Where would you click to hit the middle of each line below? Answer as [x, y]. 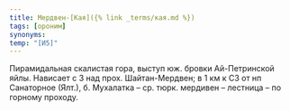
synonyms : [28, 34]
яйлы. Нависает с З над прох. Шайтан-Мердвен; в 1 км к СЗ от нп [136, 79]
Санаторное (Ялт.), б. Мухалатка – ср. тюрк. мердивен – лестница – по [145, 88]
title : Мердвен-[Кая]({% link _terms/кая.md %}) [102, 18]
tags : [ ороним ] [38, 26]
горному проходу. [44, 97]
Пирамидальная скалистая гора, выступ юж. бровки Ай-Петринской [142, 69]
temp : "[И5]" [34, 43]
